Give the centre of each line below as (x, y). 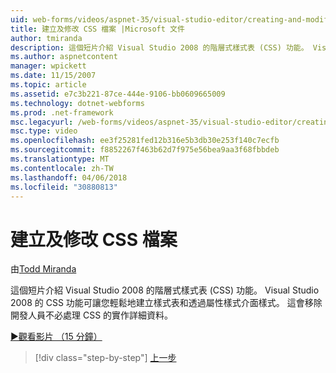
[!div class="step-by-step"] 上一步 (105, 358)
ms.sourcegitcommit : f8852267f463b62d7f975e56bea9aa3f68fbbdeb (145, 150)
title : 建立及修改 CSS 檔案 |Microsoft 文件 (97, 29)
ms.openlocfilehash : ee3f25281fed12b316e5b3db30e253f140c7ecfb (145, 141)
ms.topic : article (48, 85)
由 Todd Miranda (43, 269)
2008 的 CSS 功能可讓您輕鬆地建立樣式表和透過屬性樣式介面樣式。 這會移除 (166, 303)
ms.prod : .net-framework (62, 112)
